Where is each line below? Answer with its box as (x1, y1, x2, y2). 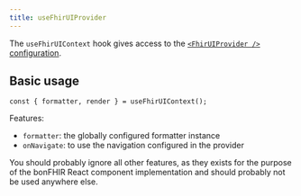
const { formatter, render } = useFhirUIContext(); (9, 97, 207, 106)
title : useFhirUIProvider (9, 13, 106, 22)
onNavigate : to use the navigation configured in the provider (22, 140, 245, 151)
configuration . (9, 47, 61, 58)
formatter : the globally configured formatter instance (22, 130, 221, 141)
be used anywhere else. (9, 176, 98, 187)
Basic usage (9, 74, 79, 89)
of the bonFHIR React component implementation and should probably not (9, 167, 286, 178)
